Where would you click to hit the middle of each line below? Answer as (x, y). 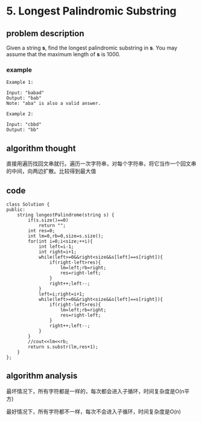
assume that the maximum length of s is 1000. (63, 54)
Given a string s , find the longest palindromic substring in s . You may (92, 48)
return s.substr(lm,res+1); (63, 347)
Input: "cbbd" (24, 125)
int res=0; (42, 230)
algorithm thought (41, 148)
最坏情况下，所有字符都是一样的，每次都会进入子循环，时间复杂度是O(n (96, 391)
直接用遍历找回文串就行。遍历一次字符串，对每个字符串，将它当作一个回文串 (101, 163)
